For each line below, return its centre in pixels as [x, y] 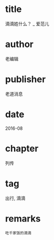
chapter [22, 148]
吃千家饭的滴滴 [18, 233]
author [19, 44]
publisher [25, 79]
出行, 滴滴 [15, 198]
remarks [23, 218]
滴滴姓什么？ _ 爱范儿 [27, 24]
